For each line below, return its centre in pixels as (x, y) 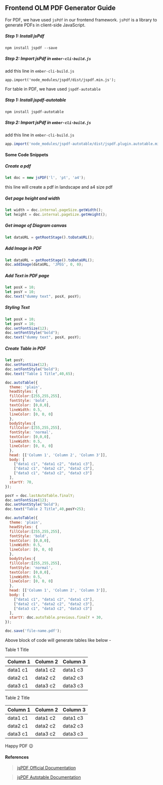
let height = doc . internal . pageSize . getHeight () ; (56, 214)
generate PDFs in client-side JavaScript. (45, 25)
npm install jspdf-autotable (34, 112)
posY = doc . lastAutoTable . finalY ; (40, 496)
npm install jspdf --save (31, 48)
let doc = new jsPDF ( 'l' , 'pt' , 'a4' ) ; (45, 178)
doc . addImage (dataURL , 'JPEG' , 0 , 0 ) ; (44, 265)
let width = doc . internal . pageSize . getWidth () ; (54, 210)
